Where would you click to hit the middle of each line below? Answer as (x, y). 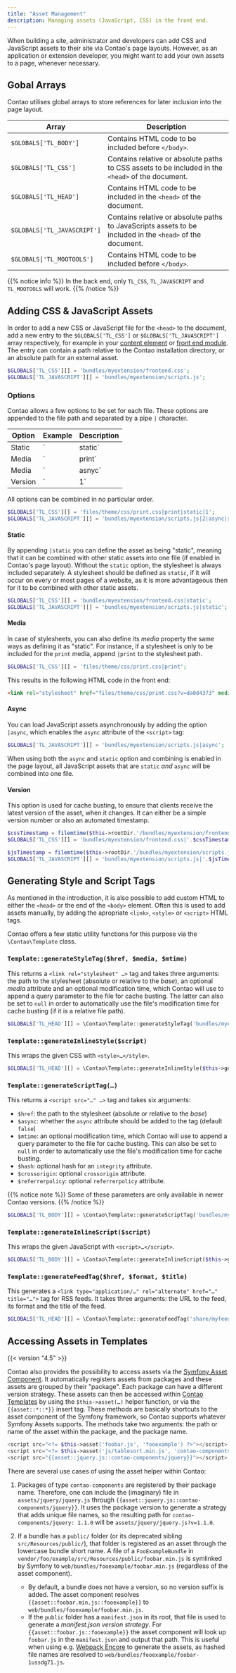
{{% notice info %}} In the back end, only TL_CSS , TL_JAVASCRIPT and (106, 281)
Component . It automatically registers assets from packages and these (110, 1379)
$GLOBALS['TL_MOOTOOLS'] (52, 259)
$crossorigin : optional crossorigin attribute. (82, 1173)
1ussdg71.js (45, 1662)
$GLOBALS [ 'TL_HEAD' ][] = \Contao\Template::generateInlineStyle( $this (113, 1068)
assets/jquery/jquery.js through (66, 1500)
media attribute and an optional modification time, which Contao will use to (116, 988)
